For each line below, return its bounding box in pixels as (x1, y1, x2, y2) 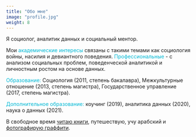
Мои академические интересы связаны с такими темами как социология (6, 47, 191, 54)
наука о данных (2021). (6, 107, 64, 114)
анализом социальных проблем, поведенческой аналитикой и (6, 59, 163, 66)
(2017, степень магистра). (6, 89, 70, 97)
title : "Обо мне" (6, 8, 49, 15)
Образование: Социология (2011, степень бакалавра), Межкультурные (6, 77, 183, 84)
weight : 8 (6, 19, 30, 25)
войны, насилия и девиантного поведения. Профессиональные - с (6, 53, 173, 60)
